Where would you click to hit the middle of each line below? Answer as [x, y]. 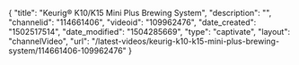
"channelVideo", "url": [49, 41]
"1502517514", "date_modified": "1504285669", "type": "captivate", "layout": [149, 32]
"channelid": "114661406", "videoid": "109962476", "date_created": [132, 22]
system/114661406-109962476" [67, 51]
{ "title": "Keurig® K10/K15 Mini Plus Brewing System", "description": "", [140, 13]
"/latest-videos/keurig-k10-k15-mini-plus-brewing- [186, 41]
